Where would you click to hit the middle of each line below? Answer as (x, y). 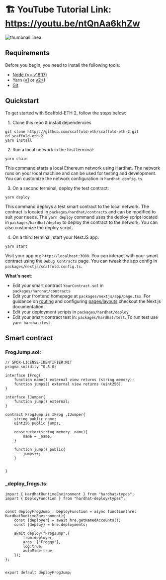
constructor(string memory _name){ (51, 432)
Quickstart (22, 101)
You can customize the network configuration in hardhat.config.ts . (75, 178)
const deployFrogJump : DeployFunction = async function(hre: (71, 511)
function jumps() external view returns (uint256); (69, 384)
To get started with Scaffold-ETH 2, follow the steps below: (66, 113)
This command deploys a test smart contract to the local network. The (77, 206)
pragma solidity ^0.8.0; (31, 367)
